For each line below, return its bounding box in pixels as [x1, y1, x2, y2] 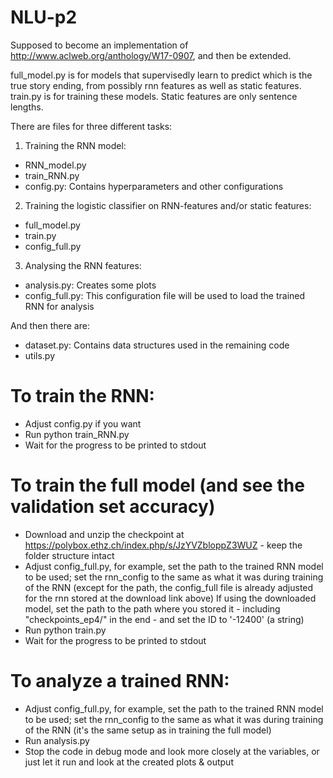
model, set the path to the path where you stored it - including [24, 602, 281, 615]
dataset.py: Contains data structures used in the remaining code [24, 339, 290, 351]
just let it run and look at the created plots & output [24, 756, 234, 768]
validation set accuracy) [10, 496, 216, 518]
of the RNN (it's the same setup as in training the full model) [24, 724, 272, 736]
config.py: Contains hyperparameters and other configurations [24, 180, 284, 192]
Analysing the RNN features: [24, 259, 142, 271]
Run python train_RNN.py [24, 428, 130, 440]
